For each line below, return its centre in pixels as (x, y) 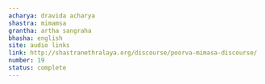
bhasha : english (35, 38)
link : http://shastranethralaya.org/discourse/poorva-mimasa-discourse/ (133, 53)
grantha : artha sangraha (50, 30)
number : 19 (27, 61)
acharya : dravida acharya (52, 16)
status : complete (37, 68)
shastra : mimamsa (37, 23)
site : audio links (39, 46)
